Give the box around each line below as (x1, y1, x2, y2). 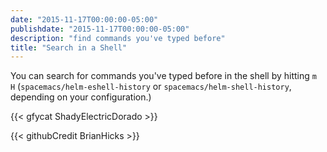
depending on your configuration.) (10, 91, 152, 103)
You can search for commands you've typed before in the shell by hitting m (10, 70, 317, 82)
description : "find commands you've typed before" (10, 33, 226, 43)
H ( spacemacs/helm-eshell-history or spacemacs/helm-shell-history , (10, 81, 292, 93)
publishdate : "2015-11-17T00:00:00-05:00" (10, 24, 190, 34)
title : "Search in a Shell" (10, 42, 128, 53)
